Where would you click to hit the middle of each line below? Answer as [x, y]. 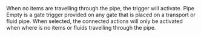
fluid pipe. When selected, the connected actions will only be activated [94, 21]
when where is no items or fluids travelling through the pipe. [81, 28]
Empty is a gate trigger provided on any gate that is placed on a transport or [101, 15]
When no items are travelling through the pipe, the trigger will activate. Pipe [100, 8]
